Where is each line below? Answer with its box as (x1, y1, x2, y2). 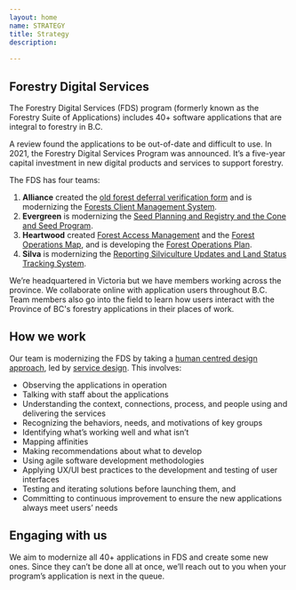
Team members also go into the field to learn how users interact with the (9, 294, 276, 305)
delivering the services (21, 408, 107, 419)
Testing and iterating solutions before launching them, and (21, 483, 236, 494)
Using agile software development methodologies (21, 455, 204, 466)
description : (9, 37, 58, 47)
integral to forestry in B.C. (9, 121, 104, 132)
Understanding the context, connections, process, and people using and (21, 398, 288, 409)
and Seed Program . (21, 219, 93, 231)
